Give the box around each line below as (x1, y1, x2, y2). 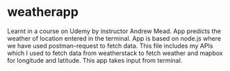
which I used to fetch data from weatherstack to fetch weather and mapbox (7, 49, 224, 57)
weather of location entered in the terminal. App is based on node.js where (7, 34, 221, 42)
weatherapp (7, 4, 79, 20)
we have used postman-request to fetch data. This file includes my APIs (7, 41, 213, 50)
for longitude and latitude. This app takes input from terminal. (7, 56, 183, 64)
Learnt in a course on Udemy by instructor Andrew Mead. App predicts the (7, 27, 221, 35)
